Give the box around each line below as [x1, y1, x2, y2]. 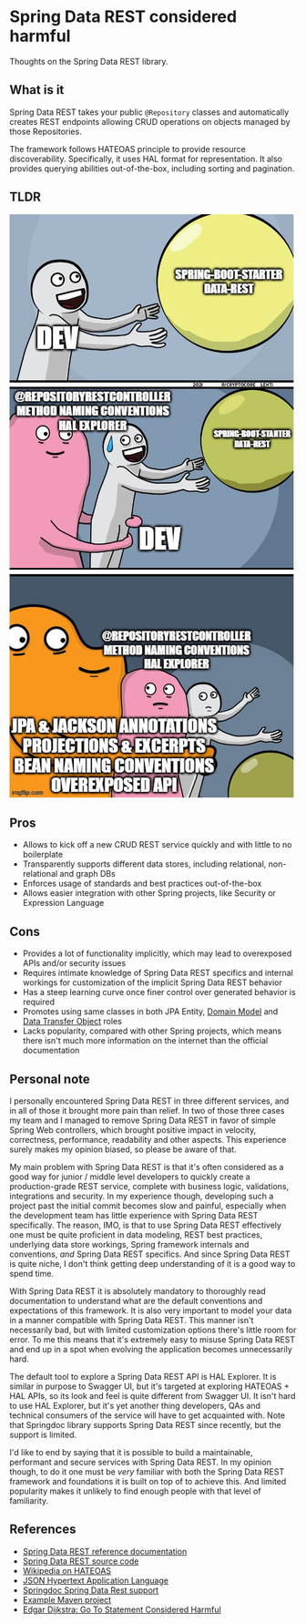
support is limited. [9, 1429, 77, 1440]
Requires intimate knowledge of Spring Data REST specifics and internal [22, 968, 293, 979]
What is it [9, 82, 65, 98]
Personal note [9, 1071, 91, 1086]
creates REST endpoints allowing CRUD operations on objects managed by [9, 116, 291, 127]
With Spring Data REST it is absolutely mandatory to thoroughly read [9, 1286, 266, 1296]
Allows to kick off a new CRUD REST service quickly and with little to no [22, 839, 292, 850]
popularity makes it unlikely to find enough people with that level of [9, 1485, 261, 1496]
